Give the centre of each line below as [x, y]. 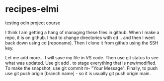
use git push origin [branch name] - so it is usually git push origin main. [78, 73]
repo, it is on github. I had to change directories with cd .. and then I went [80, 38]
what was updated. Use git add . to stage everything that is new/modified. [81, 63]
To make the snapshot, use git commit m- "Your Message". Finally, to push [82, 68]
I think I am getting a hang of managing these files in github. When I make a [82, 32]
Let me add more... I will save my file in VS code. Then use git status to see [82, 57]
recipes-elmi [32, 9]
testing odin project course [33, 23]
